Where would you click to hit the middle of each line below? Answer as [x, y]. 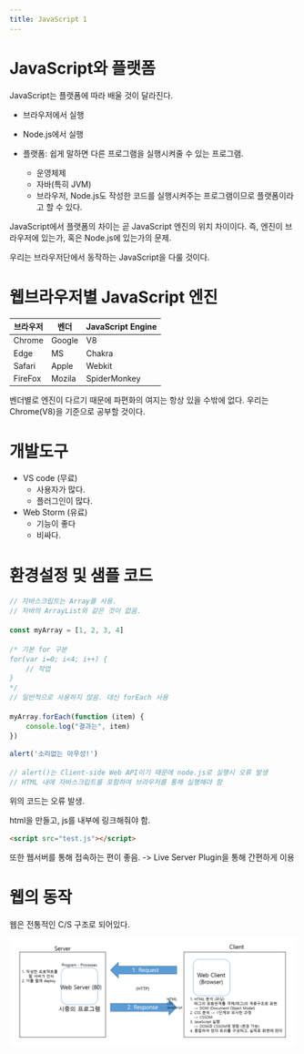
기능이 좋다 [56, 524]
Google [65, 341]
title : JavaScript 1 [49, 19]
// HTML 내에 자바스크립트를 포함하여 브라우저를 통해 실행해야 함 [116, 783]
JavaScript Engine [122, 326]
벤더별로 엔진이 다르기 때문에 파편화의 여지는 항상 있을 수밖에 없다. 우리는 [139, 400]
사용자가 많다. [61, 490]
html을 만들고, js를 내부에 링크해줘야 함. [80, 820]
